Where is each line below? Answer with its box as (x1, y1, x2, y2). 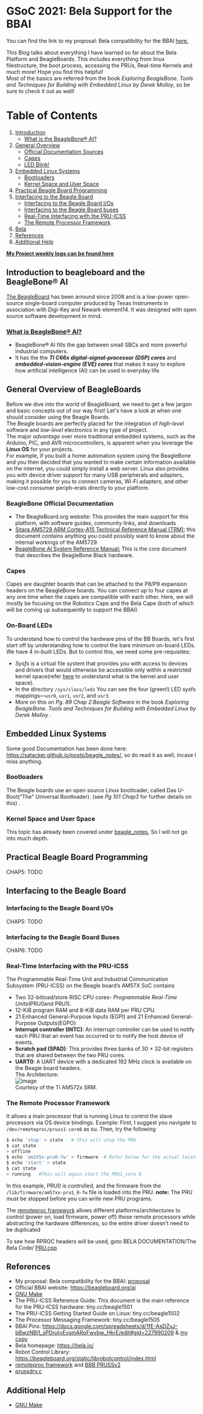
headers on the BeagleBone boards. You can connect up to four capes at (6, 587, 188, 594)
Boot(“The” (6, 793, 34, 800)
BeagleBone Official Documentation (6, 499, 114, 507)
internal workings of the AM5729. (14, 539, 98, 546)
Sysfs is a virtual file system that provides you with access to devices (14, 659, 188, 667)
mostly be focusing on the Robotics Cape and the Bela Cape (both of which (6, 600, 195, 607)
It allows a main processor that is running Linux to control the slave (6, 1112, 173, 1120)
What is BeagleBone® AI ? (6, 327, 83, 335)
